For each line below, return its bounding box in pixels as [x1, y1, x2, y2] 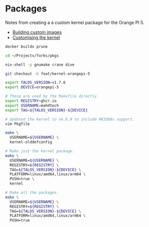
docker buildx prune [5, 44, 48, 49]
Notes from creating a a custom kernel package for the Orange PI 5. [5, 19, 145, 25]
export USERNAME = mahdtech [5, 103, 59, 108]
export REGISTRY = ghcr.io [5, 98, 57, 104]
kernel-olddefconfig [9, 140, 52, 145]
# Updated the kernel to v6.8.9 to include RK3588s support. [5, 117, 135, 122]
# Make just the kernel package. [5, 149, 75, 154]
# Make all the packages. [5, 190, 59, 195]
